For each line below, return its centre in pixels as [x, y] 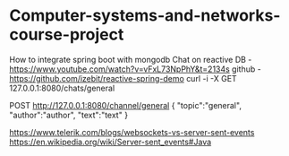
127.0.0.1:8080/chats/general [62, 88]
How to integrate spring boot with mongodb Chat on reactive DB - [131, 59]
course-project [67, 35]
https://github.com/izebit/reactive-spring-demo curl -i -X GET [123, 78]
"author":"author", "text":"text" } [68, 115]
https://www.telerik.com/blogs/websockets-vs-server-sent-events [132, 132]
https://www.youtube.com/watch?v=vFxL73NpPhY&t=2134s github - [135, 69]
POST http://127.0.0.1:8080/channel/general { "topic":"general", [125, 105]
